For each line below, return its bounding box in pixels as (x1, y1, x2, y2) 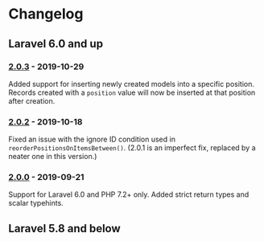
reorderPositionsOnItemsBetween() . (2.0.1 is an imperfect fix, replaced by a (8, 143, 256, 153)
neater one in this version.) (8, 152, 97, 161)
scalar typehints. (8, 198, 64, 208)
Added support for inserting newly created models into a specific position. (8, 79, 255, 88)
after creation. (8, 96, 56, 105)
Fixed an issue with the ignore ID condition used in (8, 134, 175, 145)
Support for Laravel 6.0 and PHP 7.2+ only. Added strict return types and (8, 190, 250, 199)
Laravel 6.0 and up (8, 37, 103, 51)
